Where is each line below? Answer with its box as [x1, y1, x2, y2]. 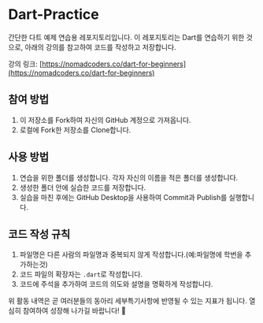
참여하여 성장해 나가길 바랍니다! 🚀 [22, 306, 126, 316]
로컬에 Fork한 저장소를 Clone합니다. [19, 124, 131, 135]
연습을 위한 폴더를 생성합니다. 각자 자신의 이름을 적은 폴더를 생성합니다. [19, 173, 239, 182]
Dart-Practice [8, 6, 100, 24]
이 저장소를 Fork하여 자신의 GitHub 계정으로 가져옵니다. [19, 115, 191, 124]
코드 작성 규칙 [8, 227, 71, 241]
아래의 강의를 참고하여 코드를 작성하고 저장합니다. [24, 42, 176, 52]
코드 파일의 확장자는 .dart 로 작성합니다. [19, 269, 143, 279]
